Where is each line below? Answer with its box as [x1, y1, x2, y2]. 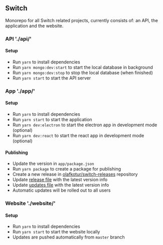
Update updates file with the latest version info [12, 182, 109, 188]
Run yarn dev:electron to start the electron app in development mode [12, 122, 157, 128]
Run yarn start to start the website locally [12, 229, 100, 235]
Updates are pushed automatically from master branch [12, 234, 125, 240]
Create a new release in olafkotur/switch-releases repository [12, 171, 138, 178]
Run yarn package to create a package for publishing [12, 166, 121, 172]
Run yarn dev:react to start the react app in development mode [12, 133, 144, 139]
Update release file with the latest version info [12, 177, 108, 183]
